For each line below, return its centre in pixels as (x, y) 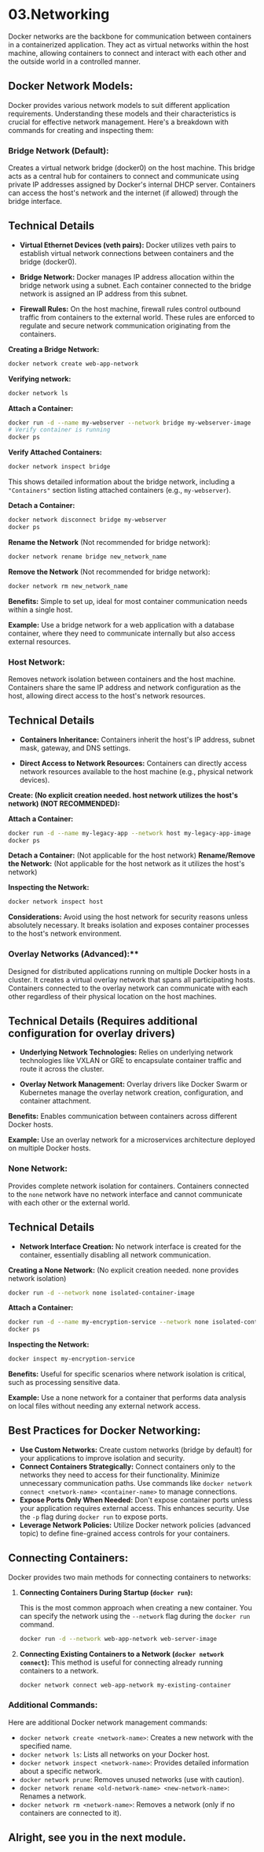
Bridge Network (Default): (59, 150)
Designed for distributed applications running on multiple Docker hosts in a (129, 971)
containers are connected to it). (70, 1813)
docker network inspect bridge (59, 467)
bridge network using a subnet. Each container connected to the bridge (135, 285)
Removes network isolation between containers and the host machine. (122, 679)
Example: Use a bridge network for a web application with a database (121, 624)
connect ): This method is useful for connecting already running (121, 1662)
